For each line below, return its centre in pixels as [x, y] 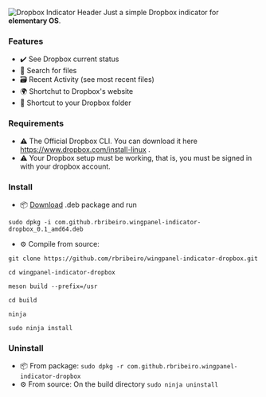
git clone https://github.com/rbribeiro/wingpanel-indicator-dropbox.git [133, 259]
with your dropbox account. [65, 166]
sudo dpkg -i [30, 222]
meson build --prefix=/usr [53, 286]
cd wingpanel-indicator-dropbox [62, 272]
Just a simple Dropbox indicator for [161, 12]
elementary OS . [35, 21]
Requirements [36, 123]
